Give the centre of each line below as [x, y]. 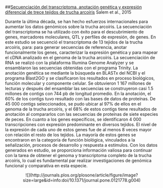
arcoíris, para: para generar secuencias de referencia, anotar [66, 47]
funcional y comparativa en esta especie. [46, 166]
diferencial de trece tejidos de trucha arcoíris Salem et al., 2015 [68, 12]
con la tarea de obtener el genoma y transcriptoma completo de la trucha [78, 155]
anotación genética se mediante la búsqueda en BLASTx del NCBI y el [75, 73]
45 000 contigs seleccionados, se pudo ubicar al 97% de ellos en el [73, 104]
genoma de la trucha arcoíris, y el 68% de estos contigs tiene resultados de [81, 109]
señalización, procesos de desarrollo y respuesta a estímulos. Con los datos [81, 145]
